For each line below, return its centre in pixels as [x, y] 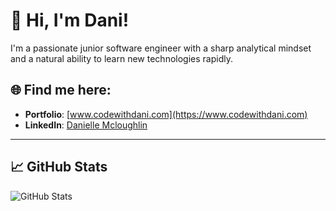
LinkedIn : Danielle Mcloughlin [86, 125]
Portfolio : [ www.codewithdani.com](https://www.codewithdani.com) [166, 114]
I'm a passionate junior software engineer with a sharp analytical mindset [161, 48]
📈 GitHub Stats [59, 167]
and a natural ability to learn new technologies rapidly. [121, 58]
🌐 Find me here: [61, 90]
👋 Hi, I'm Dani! [70, 20]
